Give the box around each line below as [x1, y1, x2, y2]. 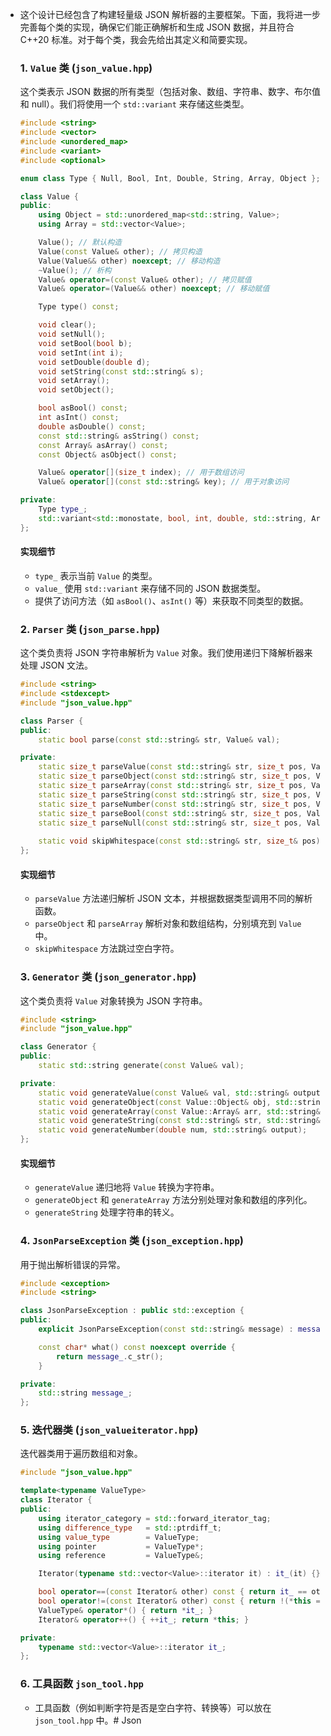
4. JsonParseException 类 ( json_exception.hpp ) [19, 1234, 245, 1248]
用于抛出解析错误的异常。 [19, 1258, 126, 1270]
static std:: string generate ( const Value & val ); [38, 1061, 245, 1071]
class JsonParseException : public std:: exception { [19, 1306, 245, 1316]
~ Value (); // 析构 [38, 265, 112, 275]
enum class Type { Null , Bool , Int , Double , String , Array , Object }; [19, 173, 321, 183]
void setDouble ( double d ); [38, 357, 151, 367]
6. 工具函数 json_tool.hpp [19, 1677, 144, 1691]
